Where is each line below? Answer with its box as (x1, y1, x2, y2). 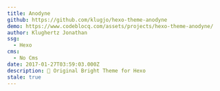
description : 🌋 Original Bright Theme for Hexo (7, 67, 146, 74)
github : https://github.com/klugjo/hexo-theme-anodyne (7, 16, 168, 23)
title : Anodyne (7, 10, 51, 17)
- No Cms (13, 55, 38, 62)
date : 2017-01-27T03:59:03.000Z (7, 61, 100, 68)
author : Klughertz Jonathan (7, 29, 88, 36)
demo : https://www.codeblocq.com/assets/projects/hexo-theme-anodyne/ (7, 23, 214, 29)
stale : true (7, 73, 41, 81)
